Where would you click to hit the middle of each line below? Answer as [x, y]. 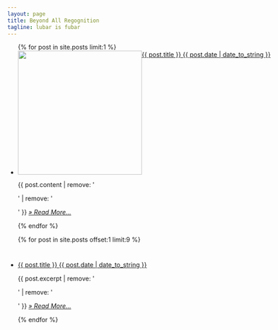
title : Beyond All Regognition [53, 21]
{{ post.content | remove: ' [56, 185]
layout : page [27, 14]
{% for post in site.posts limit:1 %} [67, 47]
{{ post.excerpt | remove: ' [56, 279]
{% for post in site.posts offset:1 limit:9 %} [79, 240]
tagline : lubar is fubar [44, 27]
